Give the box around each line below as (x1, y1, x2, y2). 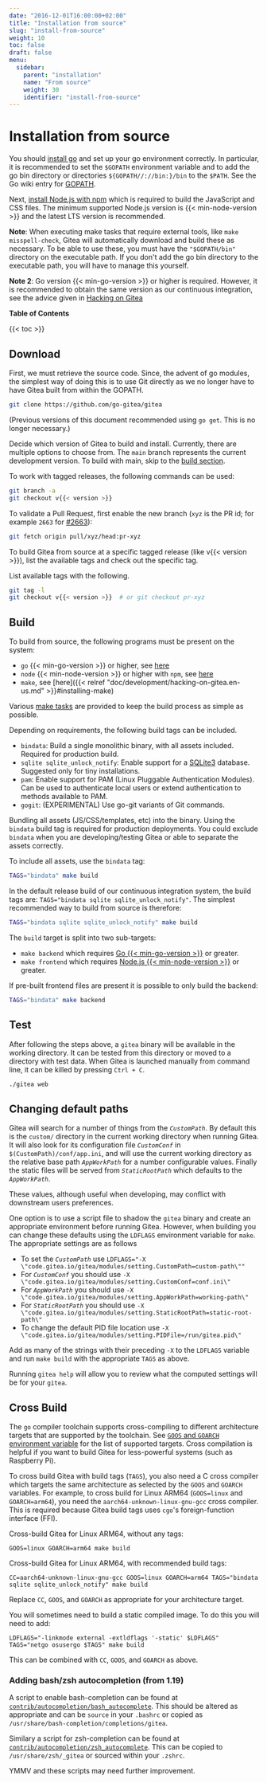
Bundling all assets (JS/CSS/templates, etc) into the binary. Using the (9, 816, 235, 825)
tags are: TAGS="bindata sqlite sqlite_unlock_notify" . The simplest (9, 894, 235, 904)
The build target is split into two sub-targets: (9, 933, 157, 942)
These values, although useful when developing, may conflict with (9, 1189, 226, 1199)
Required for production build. (20, 750, 119, 759)
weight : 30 (23, 85, 60, 94)
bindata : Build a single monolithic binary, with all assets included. (20, 741, 234, 750)
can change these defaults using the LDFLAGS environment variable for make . (9, 1230, 256, 1240)
